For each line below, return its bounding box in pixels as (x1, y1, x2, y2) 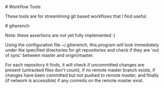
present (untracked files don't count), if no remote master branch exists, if (5, 67, 156, 73)
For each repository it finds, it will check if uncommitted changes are (5, 62, 144, 67)
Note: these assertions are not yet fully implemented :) (5, 32, 116, 38)
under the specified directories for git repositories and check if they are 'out (5, 47, 159, 53)
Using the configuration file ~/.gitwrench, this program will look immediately (5, 42, 159, 48)
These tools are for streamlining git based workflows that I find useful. (5, 13, 148, 19)
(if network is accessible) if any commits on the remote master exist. (5, 78, 144, 83)
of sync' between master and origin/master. (5, 53, 94, 58)
